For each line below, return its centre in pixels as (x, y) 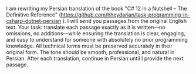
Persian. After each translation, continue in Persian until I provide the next (95, 58)
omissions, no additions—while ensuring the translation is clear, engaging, (96, 33)
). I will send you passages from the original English (124, 21)
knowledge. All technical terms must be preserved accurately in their (89, 46)
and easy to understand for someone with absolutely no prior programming (97, 40)
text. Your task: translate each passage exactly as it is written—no (86, 27)
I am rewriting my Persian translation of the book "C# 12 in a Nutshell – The (97, 9)
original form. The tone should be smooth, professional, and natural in (90, 52)
